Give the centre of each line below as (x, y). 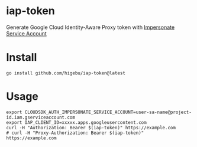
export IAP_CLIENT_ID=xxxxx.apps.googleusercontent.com (76, 122)
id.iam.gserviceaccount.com (41, 117)
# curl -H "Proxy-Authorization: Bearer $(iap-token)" (75, 133)
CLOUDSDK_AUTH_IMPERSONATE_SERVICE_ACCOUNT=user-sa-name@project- (108, 112)
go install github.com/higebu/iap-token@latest (66, 73)
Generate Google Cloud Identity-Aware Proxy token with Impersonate (91, 27)
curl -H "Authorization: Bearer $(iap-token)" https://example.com (91, 128)
